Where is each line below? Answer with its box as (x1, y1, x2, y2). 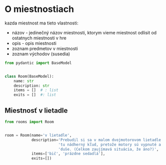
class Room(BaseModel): (4, 74, 54, 79)
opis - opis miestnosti (11, 40, 57, 46)
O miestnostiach (4, 3, 74, 15)
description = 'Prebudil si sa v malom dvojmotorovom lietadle (31, 137, 162, 143)
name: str (13, 78, 34, 83)
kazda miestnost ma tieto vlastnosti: (4, 20, 78, 26)
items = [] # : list (13, 88, 58, 93)
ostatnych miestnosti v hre (11, 35, 67, 41)
